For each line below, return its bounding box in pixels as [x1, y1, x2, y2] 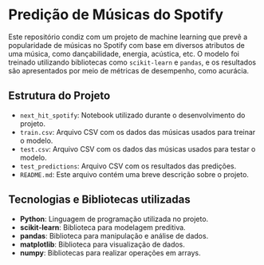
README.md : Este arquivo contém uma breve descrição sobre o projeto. [19, 169, 250, 179]
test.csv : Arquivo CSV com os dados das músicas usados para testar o [19, 144, 256, 153]
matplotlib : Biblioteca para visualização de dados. [19, 239, 186, 249]
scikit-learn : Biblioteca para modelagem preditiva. [19, 222, 186, 232]
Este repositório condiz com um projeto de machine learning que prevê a [8, 32, 248, 42]
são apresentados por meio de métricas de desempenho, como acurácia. [8, 65, 250, 75]
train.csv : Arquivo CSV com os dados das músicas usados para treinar [19, 127, 256, 136]
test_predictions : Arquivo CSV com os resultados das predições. [19, 161, 237, 171]
